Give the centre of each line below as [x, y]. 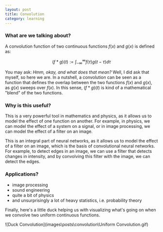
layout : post [18, 9]
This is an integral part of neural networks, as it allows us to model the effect [81, 141]
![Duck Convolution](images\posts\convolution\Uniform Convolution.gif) [77, 224]
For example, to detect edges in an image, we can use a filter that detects [78, 151]
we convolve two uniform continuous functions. [53, 215]
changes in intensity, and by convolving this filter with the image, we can [78, 157]
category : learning [25, 18]
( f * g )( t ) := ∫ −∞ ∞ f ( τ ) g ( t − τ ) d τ [81, 62]
